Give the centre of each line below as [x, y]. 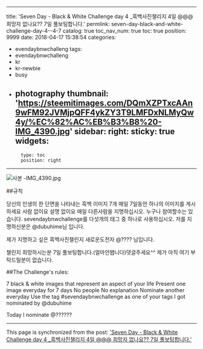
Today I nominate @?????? [39, 314]
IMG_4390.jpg [42, 132]
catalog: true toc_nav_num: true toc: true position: [124, 31]
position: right [41, 160]
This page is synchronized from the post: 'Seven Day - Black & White [92, 332]
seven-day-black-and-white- [147, 24]
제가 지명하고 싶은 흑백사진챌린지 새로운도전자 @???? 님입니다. [80, 239]
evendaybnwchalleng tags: [49, 49]
